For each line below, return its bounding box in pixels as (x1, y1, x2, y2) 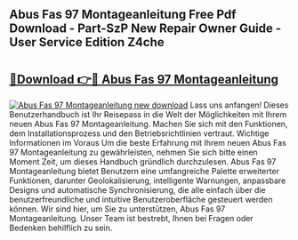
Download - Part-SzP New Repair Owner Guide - (9, 21, 282, 36)
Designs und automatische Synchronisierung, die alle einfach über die (9, 185, 266, 195)
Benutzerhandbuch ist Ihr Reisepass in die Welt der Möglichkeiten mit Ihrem (9, 109, 287, 119)
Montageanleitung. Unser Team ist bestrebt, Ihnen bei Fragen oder (9, 213, 254, 223)
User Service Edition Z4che (9, 35, 165, 50)
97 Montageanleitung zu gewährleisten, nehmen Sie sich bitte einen (9, 147, 258, 157)
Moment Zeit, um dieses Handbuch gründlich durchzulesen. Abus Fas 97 (9, 156, 277, 167)
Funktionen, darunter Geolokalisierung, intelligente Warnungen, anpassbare (9, 175, 286, 186)
